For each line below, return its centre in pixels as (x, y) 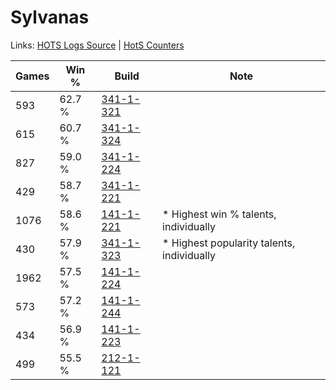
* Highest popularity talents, (229, 243)
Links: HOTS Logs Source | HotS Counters (97, 45)
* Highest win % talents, (219, 214)
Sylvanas (50, 17)
